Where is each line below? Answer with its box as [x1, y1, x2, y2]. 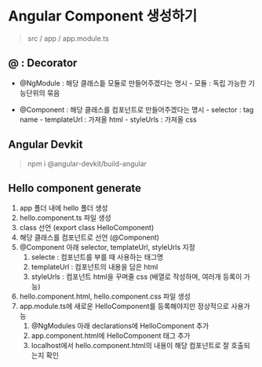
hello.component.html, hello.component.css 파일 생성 [19, 292, 191, 301]
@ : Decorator [8, 57, 78, 70]
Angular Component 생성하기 [8, 7, 198, 25]
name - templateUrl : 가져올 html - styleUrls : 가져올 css [19, 115, 198, 124]
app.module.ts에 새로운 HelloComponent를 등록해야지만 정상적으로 [19, 302, 230, 311]
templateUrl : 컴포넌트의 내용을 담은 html [31, 262, 158, 272]
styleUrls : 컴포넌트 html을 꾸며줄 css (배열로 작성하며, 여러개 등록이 [31, 272, 242, 281]
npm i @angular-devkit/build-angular [27, 159, 147, 168]
